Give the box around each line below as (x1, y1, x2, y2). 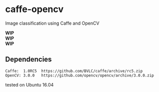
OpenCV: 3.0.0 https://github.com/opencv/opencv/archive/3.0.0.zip (5, 73, 154, 78)
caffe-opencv (5, 4, 64, 15)
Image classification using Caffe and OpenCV (5, 20, 100, 26)
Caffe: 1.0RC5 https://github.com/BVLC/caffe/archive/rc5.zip (5, 68, 143, 73)
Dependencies (5, 55, 52, 64)
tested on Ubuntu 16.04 (5, 81, 54, 87)
